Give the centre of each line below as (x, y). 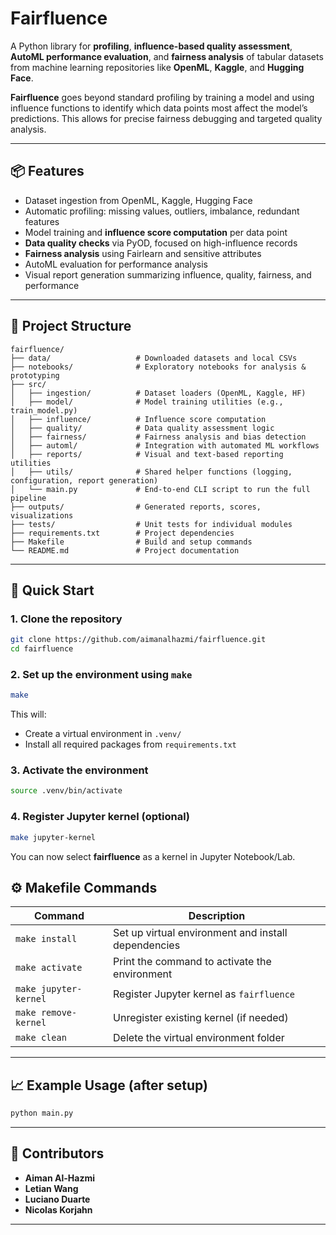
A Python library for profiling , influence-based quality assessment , (151, 46)
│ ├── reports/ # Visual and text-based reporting (147, 454)
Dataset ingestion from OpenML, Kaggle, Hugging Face (138, 200)
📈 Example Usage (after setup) (109, 1085)
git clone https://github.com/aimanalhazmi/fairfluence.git (138, 640)
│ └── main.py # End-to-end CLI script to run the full (160, 489)
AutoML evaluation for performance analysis (116, 264)
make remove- (46, 1013)
